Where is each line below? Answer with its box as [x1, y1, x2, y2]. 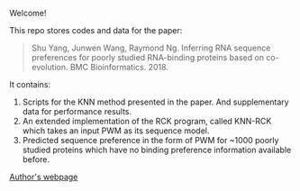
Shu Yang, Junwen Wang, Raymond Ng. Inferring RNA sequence [31, 42, 271, 53]
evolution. [31, 62, 69, 72]
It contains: [9, 79, 51, 89]
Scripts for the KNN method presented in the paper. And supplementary [22, 96, 290, 107]
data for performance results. [22, 106, 132, 116]
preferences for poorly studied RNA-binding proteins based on [31, 52, 264, 62]
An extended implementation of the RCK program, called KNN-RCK [22, 116, 272, 126]
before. [22, 154, 50, 165]
